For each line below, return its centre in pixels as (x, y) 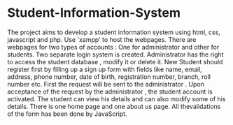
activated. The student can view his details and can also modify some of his (116, 98)
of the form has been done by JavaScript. (67, 114)
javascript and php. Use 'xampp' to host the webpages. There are (102, 39)
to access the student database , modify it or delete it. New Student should (115, 61)
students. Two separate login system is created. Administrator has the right (115, 54)
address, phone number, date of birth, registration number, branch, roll (109, 76)
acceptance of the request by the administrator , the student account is (110, 91)
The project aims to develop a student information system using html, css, (114, 32)
